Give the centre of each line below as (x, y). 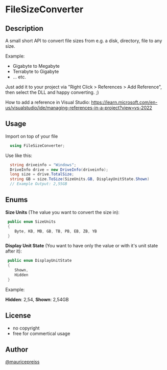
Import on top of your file (32, 136)
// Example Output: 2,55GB (39, 184)
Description (24, 28)
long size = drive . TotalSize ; (42, 174)
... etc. (19, 77)
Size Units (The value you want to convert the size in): (63, 212)
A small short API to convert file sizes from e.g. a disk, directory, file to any (84, 41)
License (18, 316)
